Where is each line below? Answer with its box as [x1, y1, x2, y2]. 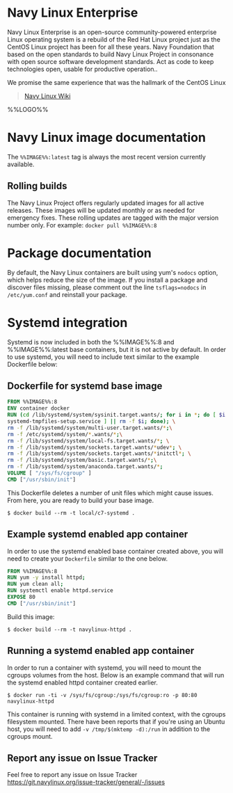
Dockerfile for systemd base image [7, 380, 163, 392]
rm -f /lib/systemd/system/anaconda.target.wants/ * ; [7, 463, 163, 470]
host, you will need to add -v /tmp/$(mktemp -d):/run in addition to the [7, 725, 211, 733]
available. [7, 160, 35, 168]
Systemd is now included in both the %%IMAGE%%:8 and [7, 337, 175, 346]
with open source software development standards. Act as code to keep [7, 57, 214, 65]
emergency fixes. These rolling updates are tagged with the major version [7, 214, 219, 222]
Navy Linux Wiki [24, 92, 71, 100]
